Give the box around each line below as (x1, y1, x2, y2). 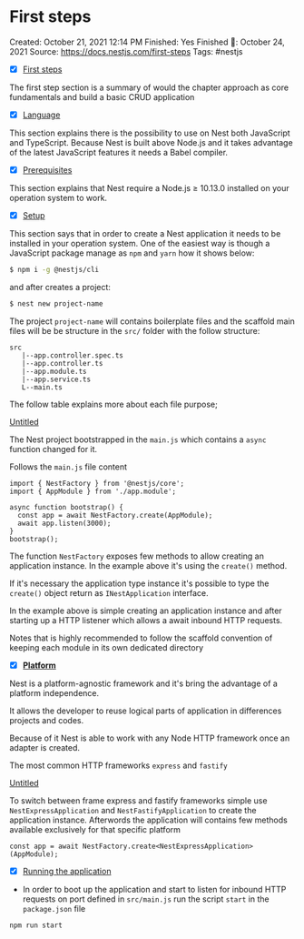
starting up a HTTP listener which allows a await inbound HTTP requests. (9, 614, 283, 625)
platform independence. (9, 688, 100, 698)
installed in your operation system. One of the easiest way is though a (9, 238, 270, 249)
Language (22, 109, 61, 120)
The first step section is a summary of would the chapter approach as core (9, 82, 289, 93)
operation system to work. (9, 193, 107, 204)
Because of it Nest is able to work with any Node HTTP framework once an (9, 732, 290, 743)
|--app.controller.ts (21, 358, 103, 368)
